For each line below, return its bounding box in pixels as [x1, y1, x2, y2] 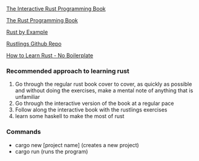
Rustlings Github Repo [6, 40, 62, 47]
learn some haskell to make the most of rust [15, 113, 125, 120]
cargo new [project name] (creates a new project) [15, 141, 139, 148]
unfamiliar [15, 93, 41, 101]
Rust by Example [6, 28, 48, 36]
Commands [6, 128, 41, 136]
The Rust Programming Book [6, 17, 79, 24]
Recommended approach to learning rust [6, 66, 130, 75]
